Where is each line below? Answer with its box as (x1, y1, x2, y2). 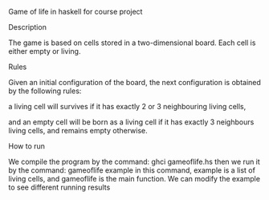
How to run (8, 141, 46, 151)
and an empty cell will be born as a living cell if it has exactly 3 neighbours (8, 117, 255, 127)
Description (8, 22, 47, 31)
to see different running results (8, 182, 111, 192)
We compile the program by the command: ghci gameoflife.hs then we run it (8, 157, 261, 166)
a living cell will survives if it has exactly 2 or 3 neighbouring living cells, (8, 102, 247, 111)
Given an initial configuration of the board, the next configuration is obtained (8, 78, 261, 87)
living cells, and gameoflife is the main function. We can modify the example (8, 174, 261, 183)
